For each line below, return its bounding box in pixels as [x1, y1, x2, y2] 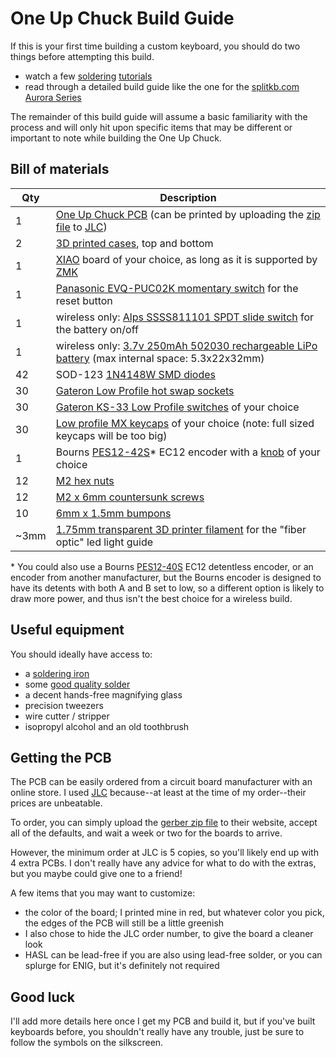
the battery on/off [55, 322, 139, 336]
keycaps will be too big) [55, 428, 168, 442]
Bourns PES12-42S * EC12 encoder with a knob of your [55, 445, 321, 459]
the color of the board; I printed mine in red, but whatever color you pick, [24, 907, 325, 919]
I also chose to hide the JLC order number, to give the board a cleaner [24, 928, 314, 940]
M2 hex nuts [55, 473, 115, 487]
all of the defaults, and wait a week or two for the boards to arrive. [10, 827, 283, 839]
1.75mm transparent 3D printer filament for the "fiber [55, 522, 307, 536]
